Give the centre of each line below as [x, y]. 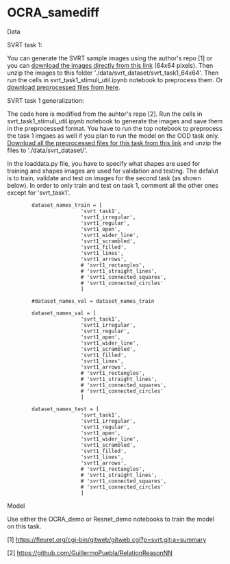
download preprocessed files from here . [64, 87]
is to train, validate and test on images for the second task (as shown [104, 178]
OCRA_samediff [53, 13]
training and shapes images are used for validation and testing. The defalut [113, 171]
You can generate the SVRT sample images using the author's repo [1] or [110, 58]
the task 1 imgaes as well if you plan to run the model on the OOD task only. [113, 136]
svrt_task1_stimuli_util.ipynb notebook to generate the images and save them [115, 121]
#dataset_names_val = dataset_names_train [93, 301]
